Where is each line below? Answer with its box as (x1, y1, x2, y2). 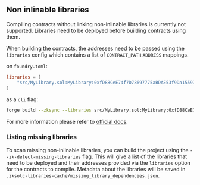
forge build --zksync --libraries (6, 107, 92, 114)
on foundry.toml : (6, 62, 48, 70)
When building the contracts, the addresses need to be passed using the (6, 45, 185, 52)
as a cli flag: (6, 96, 39, 103)
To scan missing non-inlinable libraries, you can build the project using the (6, 146, 189, 153)
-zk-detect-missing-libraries (6, 154, 82, 160)
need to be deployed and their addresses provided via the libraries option (6, 159, 190, 166)
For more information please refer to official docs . (6, 118, 128, 126)
